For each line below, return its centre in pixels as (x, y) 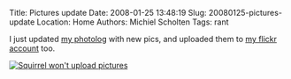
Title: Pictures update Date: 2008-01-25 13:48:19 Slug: (108, 13)
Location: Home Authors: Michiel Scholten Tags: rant (133, 22)
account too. (32, 48)
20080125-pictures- (245, 13)
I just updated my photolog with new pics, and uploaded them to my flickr (143, 39)
